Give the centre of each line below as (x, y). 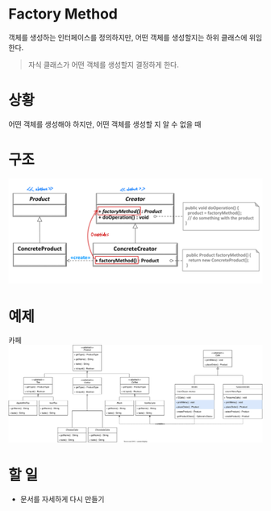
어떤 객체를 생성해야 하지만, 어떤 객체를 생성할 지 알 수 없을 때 (105, 124)
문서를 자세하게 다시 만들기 (62, 499)
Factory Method (63, 14)
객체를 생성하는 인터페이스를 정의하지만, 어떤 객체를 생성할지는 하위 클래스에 (128, 37)
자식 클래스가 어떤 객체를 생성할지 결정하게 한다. (103, 65)
